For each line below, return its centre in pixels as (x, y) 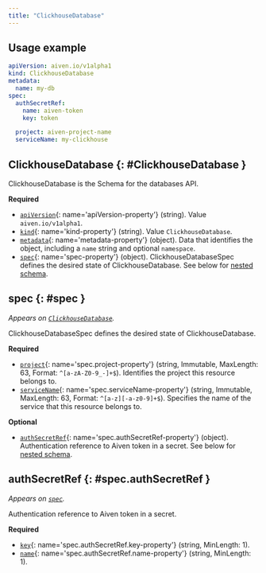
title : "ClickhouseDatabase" (56, 16)
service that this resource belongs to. (81, 406)
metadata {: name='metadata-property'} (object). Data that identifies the (136, 240)
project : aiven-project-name (64, 132)
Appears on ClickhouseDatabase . (62, 318)
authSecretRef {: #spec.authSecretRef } (109, 479)
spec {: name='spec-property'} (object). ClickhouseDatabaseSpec (127, 257)
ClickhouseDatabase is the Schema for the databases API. (104, 183)
